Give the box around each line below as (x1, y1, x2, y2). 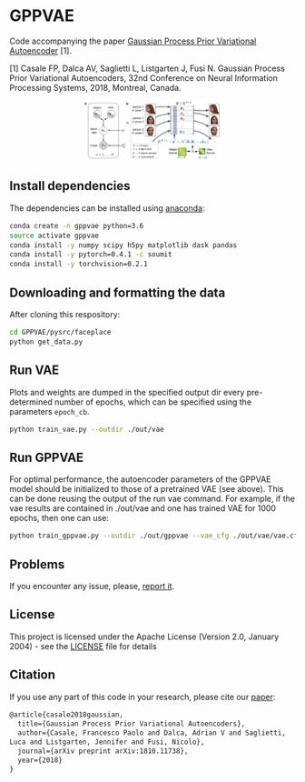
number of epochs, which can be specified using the (54, 396, 252, 407)
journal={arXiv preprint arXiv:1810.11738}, (17, 747, 189, 756)
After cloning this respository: (9, 309, 121, 319)
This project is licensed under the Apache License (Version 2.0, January (9, 631, 280, 642)
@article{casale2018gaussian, (9, 710, 124, 719)
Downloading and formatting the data (9, 285, 226, 300)
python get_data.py (9, 337, 84, 346)
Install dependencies (9, 178, 131, 194)
